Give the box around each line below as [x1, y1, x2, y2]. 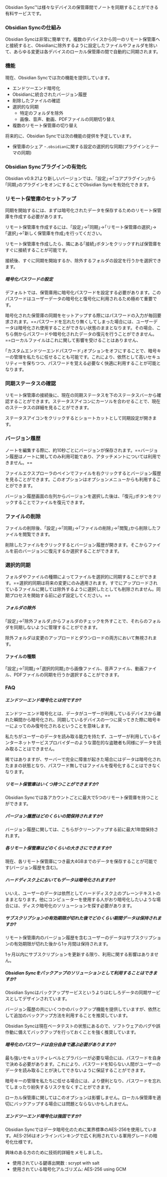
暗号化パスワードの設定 [5, 276, 53, 282]
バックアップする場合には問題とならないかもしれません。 [13, 1101, 131, 1107]
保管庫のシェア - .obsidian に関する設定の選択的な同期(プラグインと [12, 143, 150, 149]
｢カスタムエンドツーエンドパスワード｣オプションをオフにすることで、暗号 [5, 348, 157, 354]
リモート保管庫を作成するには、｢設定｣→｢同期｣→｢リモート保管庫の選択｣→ [5, 224, 157, 230]
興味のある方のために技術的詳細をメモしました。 [5, 1150, 105, 1156]
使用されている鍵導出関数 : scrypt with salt [12, 1160, 100, 1166]
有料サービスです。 [5, 10, 44, 16]
